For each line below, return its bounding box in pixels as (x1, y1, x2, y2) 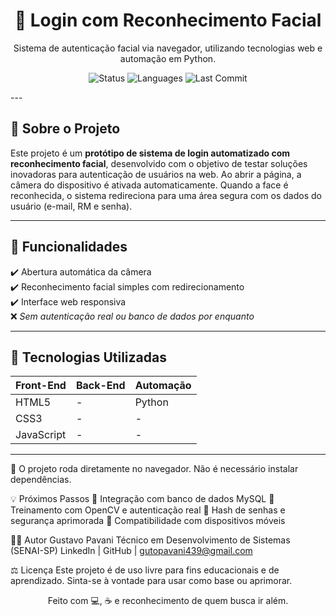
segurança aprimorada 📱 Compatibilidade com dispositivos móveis (10, 515, 286, 527)
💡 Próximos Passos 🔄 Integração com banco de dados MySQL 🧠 (10, 493, 275, 505)
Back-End (75, 379, 126, 393)
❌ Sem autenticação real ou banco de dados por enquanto (10, 310, 255, 322)
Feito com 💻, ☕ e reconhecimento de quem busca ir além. (47, 595, 289, 607)
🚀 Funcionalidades (10, 239, 128, 256)
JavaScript (15, 428, 67, 442)
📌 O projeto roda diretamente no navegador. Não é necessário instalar (10, 463, 299, 475)
